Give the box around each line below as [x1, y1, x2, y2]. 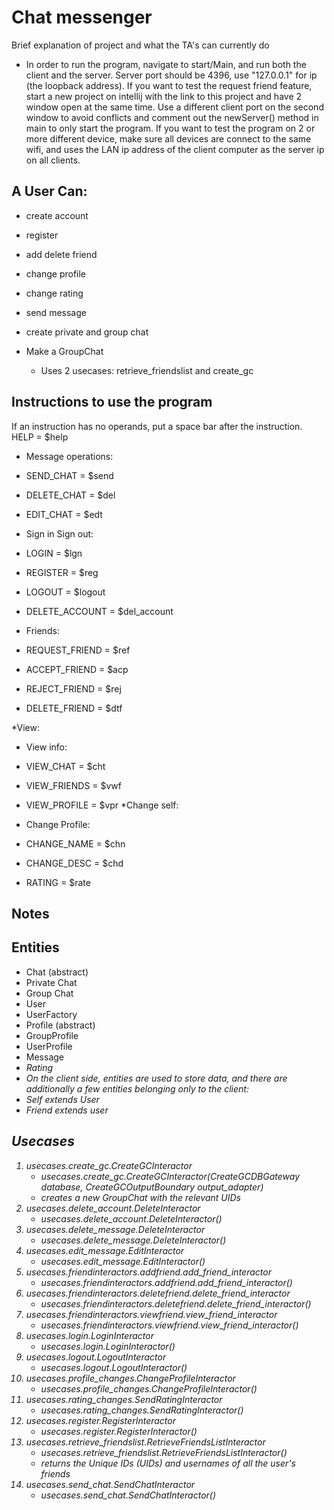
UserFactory [25, 1008, 78, 1020]
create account [25, 209, 89, 221]
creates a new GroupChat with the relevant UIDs [40, 1191, 241, 1203]
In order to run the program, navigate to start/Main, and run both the [25, 58, 307, 70]
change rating [25, 287, 84, 299]
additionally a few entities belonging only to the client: [25, 1082, 249, 1095]
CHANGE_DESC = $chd [25, 857, 124, 869]
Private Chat [25, 976, 78, 988]
